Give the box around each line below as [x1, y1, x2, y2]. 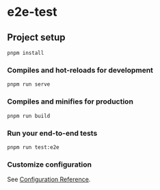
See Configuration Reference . [7, 176, 91, 184]
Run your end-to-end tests [7, 128, 98, 138]
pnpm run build [7, 112, 51, 119]
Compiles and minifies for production [7, 97, 133, 106]
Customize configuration [7, 159, 92, 169]
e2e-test [7, 4, 57, 20]
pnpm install [7, 49, 44, 56]
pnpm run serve [7, 81, 51, 88]
